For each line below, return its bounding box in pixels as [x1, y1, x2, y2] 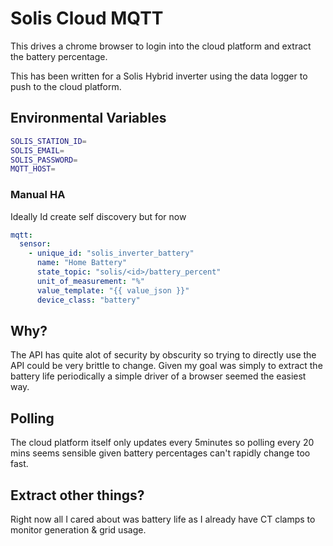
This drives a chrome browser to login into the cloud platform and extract [10, 40, 312, 52]
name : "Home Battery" [36, 258, 128, 268]
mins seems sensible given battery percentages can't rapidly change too [10, 447, 311, 459]
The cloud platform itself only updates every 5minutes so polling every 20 [10, 437, 315, 449]
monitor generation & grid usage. [10, 523, 147, 536]
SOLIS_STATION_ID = [10, 136, 87, 146]
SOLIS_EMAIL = [10, 145, 65, 156]
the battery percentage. [10, 50, 108, 62]
